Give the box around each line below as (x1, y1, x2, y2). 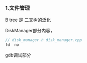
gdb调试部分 (5, 52, 31, 58)
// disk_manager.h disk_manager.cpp (5, 38, 82, 43)
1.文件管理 (5, 4, 30, 11)
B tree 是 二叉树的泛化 (5, 17, 51, 23)
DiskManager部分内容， (5, 28, 55, 34)
